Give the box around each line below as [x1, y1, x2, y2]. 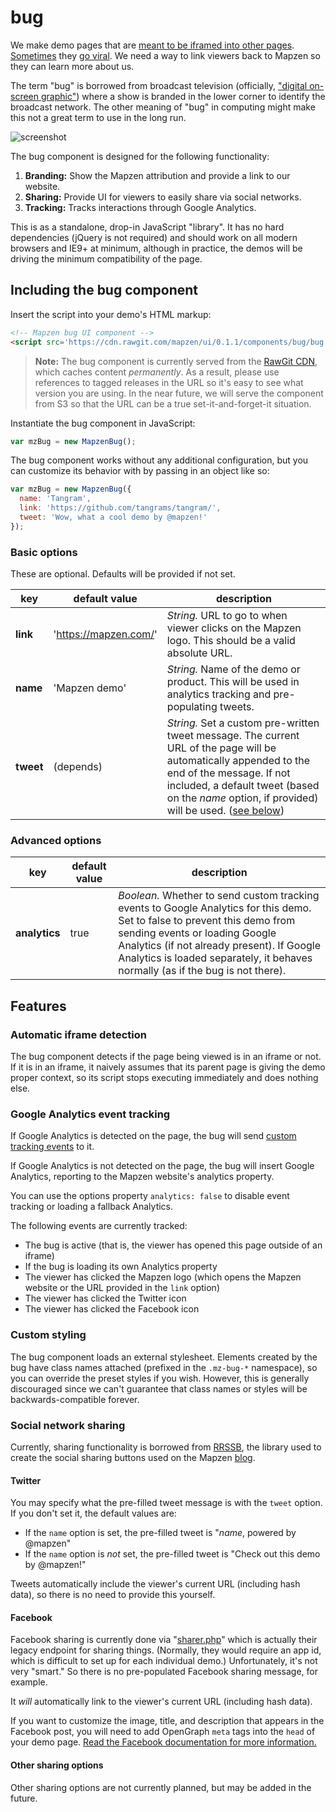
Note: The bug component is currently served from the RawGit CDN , [34, 355, 318, 367]
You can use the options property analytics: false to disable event [10, 1190, 290, 1202]
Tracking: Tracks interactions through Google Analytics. [24, 201, 257, 213]
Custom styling [10, 1328, 87, 1342]
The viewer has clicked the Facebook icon [24, 1303, 200, 1315]
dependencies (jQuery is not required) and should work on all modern [10, 231, 298, 243]
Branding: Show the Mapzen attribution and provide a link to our [24, 169, 291, 181]
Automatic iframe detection [10, 1027, 147, 1041]
